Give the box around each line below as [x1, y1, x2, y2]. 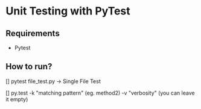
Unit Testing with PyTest [5, 4, 130, 18]
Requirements [5, 28, 60, 39]
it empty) [5, 95, 28, 103]
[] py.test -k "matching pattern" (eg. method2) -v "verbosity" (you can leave [5, 89, 195, 96]
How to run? [5, 61, 53, 72]
